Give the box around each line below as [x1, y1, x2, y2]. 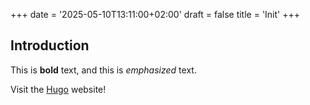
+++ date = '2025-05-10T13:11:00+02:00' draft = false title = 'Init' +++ [10, 9, 301, 20]
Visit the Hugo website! [10, 83, 107, 95]
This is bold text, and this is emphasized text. [10, 64, 197, 76]
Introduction [10, 37, 90, 54]
